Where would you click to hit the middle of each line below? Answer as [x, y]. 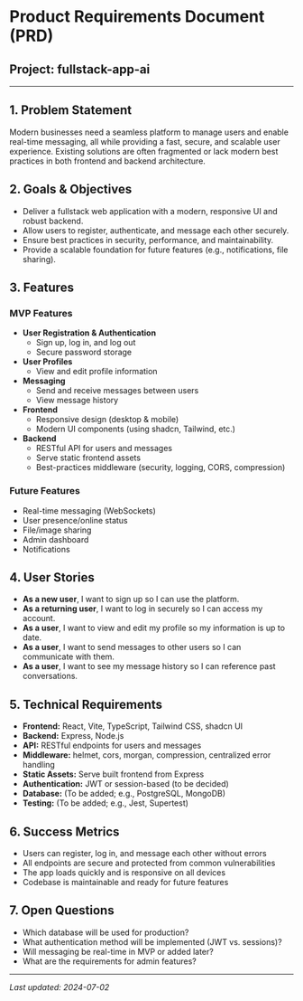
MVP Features [41, 313]
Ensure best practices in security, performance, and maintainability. [148, 240]
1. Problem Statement [71, 110]
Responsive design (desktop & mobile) [107, 420]
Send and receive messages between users [117, 391]
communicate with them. [69, 656]
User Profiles [47, 362]
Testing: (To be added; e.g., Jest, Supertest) [106, 803]
